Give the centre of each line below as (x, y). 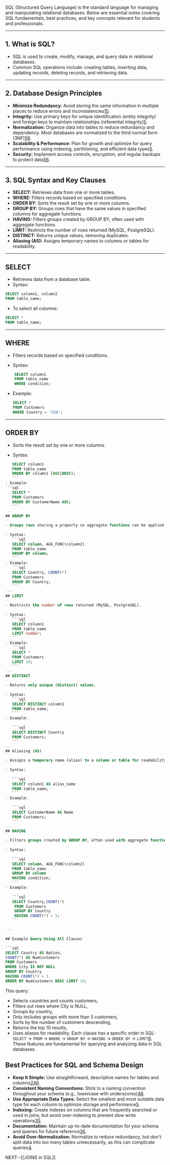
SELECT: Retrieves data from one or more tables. (64, 192)
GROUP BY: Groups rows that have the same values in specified (79, 209)
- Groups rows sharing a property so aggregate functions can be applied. (86, 525)
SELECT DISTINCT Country (38, 732)
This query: (17, 991)
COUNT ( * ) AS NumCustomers (32, 957)
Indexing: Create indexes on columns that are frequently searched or (85, 1110)
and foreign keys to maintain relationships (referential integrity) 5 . (80, 122)
